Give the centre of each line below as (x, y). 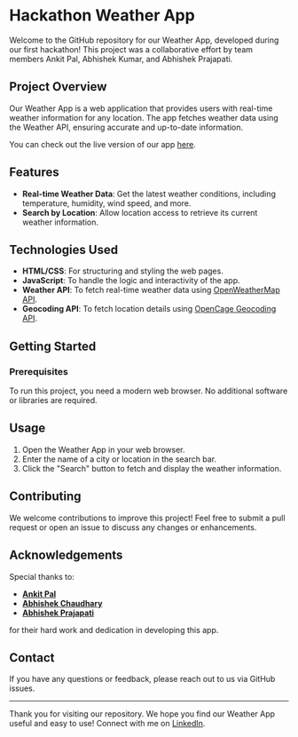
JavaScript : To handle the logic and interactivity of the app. (131, 281)
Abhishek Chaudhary (62, 603)
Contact (32, 658)
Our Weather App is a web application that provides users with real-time (141, 108)
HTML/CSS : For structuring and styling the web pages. (122, 271)
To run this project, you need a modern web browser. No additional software (149, 391)
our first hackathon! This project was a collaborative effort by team (131, 49)
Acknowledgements (66, 555)
